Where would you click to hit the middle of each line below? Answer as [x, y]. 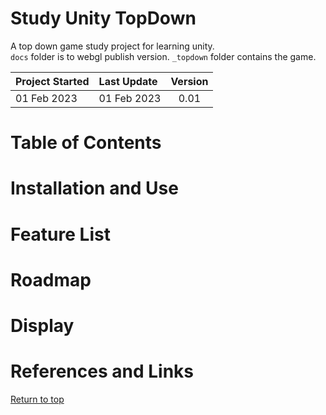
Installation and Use [94, 188]
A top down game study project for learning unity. [112, 46]
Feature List [60, 234]
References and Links [102, 371]
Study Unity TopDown [103, 18]
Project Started [52, 81]
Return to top [37, 399]
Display [42, 325]
